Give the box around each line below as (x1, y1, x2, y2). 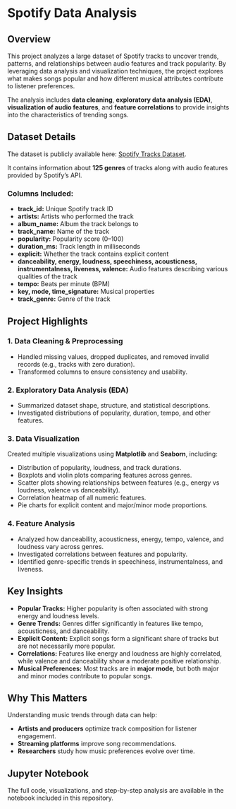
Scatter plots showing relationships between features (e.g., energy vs (17, 478, 220, 487)
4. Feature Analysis (7, 519, 75, 528)
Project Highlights (7, 315, 88, 327)
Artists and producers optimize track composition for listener (17, 724, 197, 733)
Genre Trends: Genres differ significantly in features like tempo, (17, 619, 204, 627)
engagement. (17, 732, 56, 740)
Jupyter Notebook (7, 767, 89, 779)
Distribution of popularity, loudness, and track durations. (17, 463, 182, 472)
